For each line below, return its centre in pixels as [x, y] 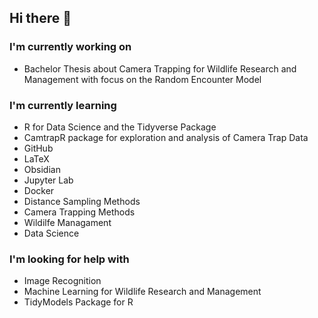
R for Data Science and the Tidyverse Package [120, 127]
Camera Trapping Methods [79, 212]
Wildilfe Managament [67, 222]
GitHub [38, 148]
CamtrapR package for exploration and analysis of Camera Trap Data [166, 137]
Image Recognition [62, 281]
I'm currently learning [63, 105]
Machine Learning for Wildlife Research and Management [142, 292]
